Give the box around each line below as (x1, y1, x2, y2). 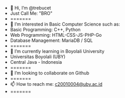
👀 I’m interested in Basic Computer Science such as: (10, 21, 120, 27)
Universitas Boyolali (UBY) (10, 54, 66, 60)
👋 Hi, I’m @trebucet (10, 5, 51, 11)
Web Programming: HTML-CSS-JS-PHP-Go (10, 32, 102, 38)
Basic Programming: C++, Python (10, 27, 81, 33)
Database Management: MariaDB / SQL (10, 37, 93, 43)
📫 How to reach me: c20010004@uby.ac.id (10, 81, 103, 87)
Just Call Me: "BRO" (10, 10, 53, 16)
